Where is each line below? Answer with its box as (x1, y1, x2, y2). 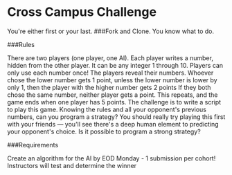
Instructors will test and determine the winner (7, 161, 137, 169)
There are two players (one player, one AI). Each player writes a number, (7, 53, 213, 62)
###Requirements (7, 140, 59, 149)
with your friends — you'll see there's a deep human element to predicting (7, 120, 220, 128)
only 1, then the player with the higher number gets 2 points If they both (7, 83, 211, 91)
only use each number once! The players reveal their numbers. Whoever (7, 68, 214, 77)
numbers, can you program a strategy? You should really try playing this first (7, 112, 226, 121)
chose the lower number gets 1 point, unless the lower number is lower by (7, 75, 217, 84)
